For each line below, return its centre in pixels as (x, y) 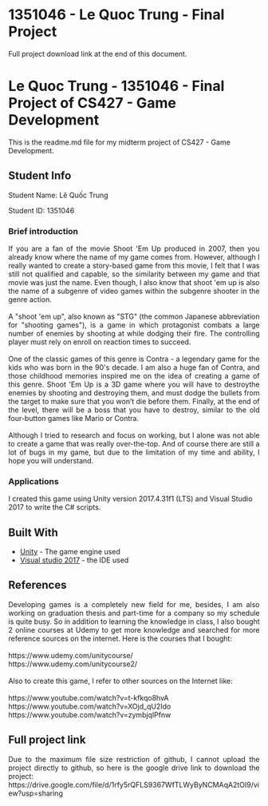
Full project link (47, 740)
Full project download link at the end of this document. (98, 54)
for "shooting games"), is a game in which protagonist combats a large (134, 324)
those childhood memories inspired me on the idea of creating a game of (134, 375)
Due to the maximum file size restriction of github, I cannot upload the (134, 759)
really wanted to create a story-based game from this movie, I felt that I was (134, 265)
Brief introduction (43, 231)
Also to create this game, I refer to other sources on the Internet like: (120, 681)
